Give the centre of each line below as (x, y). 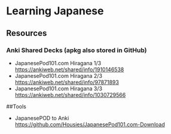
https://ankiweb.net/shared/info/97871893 (67, 82)
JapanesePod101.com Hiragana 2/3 (59, 75)
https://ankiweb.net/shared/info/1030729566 (70, 95)
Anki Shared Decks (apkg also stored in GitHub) (77, 50)
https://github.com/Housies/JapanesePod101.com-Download (90, 124)
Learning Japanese (55, 11)
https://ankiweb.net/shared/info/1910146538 (69, 69)
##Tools (16, 106)
